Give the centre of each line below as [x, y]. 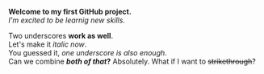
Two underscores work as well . [61, 36]
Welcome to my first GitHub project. [70, 12]
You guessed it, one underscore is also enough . [88, 53]
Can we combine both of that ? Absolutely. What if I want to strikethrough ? [132, 61]
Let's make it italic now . [48, 44]
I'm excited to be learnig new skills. [67, 20]
